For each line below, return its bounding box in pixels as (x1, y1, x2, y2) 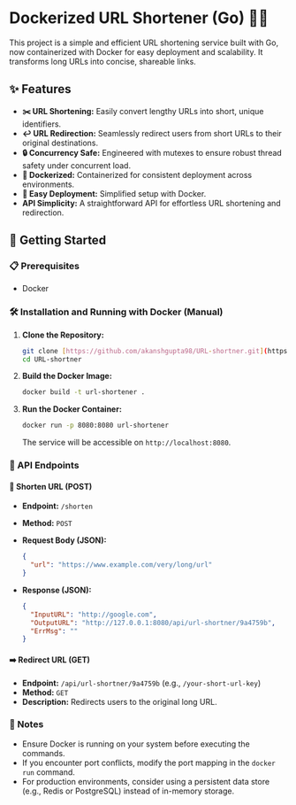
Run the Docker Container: (21, 404, 122, 414)
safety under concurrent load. (21, 159, 131, 171)
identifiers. (21, 119, 62, 129)
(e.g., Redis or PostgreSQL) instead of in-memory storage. (21, 786, 235, 796)
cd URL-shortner (21, 354, 82, 364)
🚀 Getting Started (9, 233, 107, 248)
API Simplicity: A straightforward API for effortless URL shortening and (21, 197, 281, 208)
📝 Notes (9, 718, 44, 731)
